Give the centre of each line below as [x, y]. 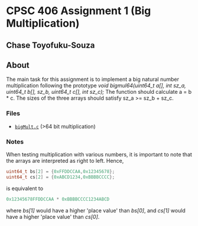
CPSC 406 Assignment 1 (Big [79, 11]
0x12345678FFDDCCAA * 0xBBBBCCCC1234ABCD [58, 199]
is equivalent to [25, 188]
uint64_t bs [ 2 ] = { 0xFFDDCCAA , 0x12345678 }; [61, 171]
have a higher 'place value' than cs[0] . [53, 217]
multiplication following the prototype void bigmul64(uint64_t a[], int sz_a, [96, 86]
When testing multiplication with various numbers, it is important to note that [99, 154]
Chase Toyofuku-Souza [51, 45]
